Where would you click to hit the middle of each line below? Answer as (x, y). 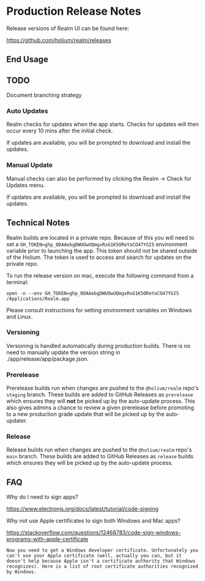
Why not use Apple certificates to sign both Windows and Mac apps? (93, 521)
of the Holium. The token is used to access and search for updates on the (99, 257)
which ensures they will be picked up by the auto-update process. (90, 463)
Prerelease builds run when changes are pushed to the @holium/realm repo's (102, 388)
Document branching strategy (44, 95)
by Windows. (21, 572)
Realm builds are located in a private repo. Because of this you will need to (100, 237)
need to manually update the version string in (63, 352)
